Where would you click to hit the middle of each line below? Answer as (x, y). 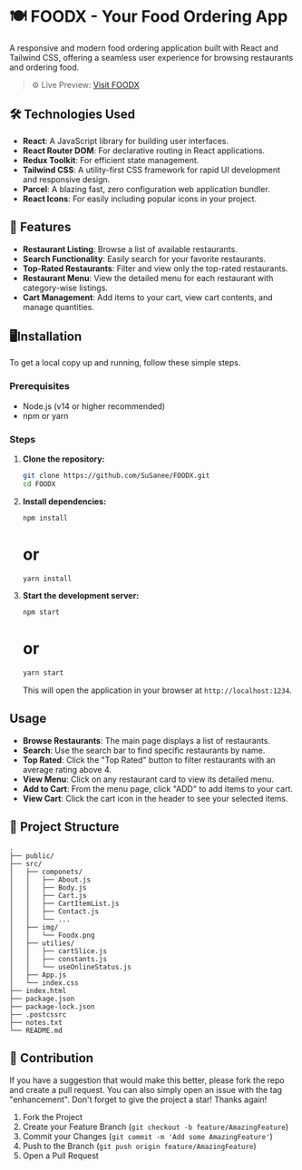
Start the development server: (81, 596)
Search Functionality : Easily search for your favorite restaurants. (144, 258)
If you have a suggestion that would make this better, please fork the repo (147, 1080)
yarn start (43, 673)
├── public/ (32, 856)
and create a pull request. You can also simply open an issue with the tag (146, 1089)
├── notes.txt (36, 1022)
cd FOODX (39, 484)
